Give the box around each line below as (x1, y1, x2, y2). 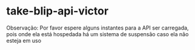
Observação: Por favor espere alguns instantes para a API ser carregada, (6, 24, 189, 31)
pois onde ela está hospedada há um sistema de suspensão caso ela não (6, 30, 189, 37)
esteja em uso (6, 37, 41, 44)
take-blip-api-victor (6, 4, 109, 18)
